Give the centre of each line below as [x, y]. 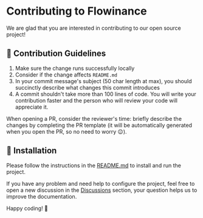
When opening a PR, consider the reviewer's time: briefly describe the [94, 118]
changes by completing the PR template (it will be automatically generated [99, 125]
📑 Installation [32, 151]
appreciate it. [32, 107]
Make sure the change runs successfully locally [75, 68]
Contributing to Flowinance [77, 11]
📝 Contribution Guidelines [56, 54]
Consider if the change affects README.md [66, 75]
